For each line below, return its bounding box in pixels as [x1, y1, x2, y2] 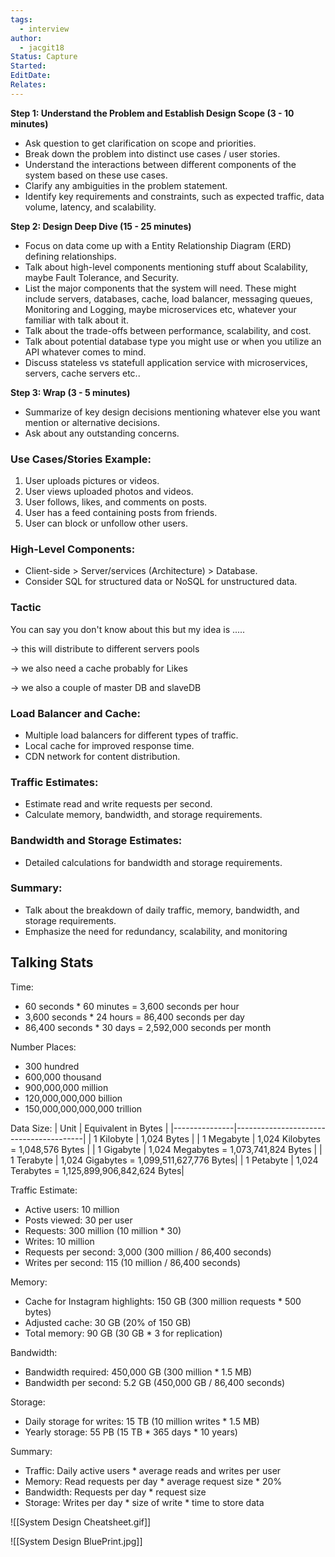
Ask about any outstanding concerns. [24, 427, 180, 439]
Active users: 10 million [24, 1203, 120, 1215]
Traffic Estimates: [10, 775, 99, 789]
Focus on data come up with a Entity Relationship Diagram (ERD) [24, 239, 292, 251]
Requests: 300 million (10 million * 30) [24, 1224, 182, 1236]
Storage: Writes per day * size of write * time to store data [24, 1496, 265, 1508]
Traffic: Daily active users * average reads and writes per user [24, 1464, 282, 1476]
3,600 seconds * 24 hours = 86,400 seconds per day [24, 1011, 245, 1023]
